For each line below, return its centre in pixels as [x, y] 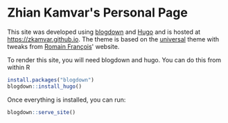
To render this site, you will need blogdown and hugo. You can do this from [114, 59]
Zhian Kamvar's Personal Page [98, 13]
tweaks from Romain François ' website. [63, 46]
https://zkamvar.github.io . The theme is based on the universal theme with [113, 39]
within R [19, 67]
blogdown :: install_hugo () [44, 86]
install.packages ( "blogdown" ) [51, 80]
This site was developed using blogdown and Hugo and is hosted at [104, 32]
